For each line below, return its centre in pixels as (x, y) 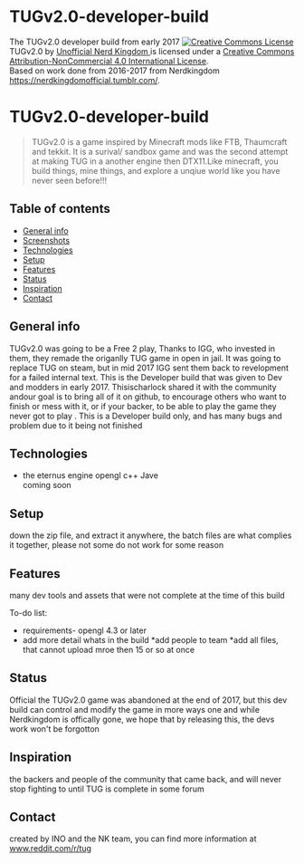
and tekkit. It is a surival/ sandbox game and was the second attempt (160, 151)
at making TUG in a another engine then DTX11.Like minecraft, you (155, 161)
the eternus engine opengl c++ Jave (90, 475)
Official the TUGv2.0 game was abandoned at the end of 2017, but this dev (148, 700)
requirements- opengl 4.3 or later (85, 630)
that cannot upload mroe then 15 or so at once (109, 649)
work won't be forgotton (54, 729)
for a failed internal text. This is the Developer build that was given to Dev (146, 377)
